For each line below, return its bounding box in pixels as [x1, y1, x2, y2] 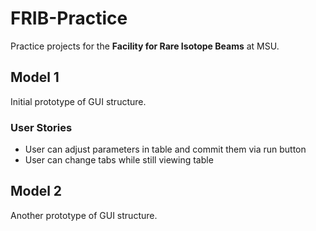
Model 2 [10, 183, 63, 200]
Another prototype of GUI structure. [10, 209, 158, 221]
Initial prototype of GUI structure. [10, 95, 147, 107]
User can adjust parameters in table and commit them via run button [24, 143, 307, 156]
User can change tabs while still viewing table [24, 154, 214, 166]
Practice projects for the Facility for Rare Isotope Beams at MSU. [10, 40, 280, 52]
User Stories [10, 120, 73, 134]
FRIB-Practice [10, 7, 128, 30]
